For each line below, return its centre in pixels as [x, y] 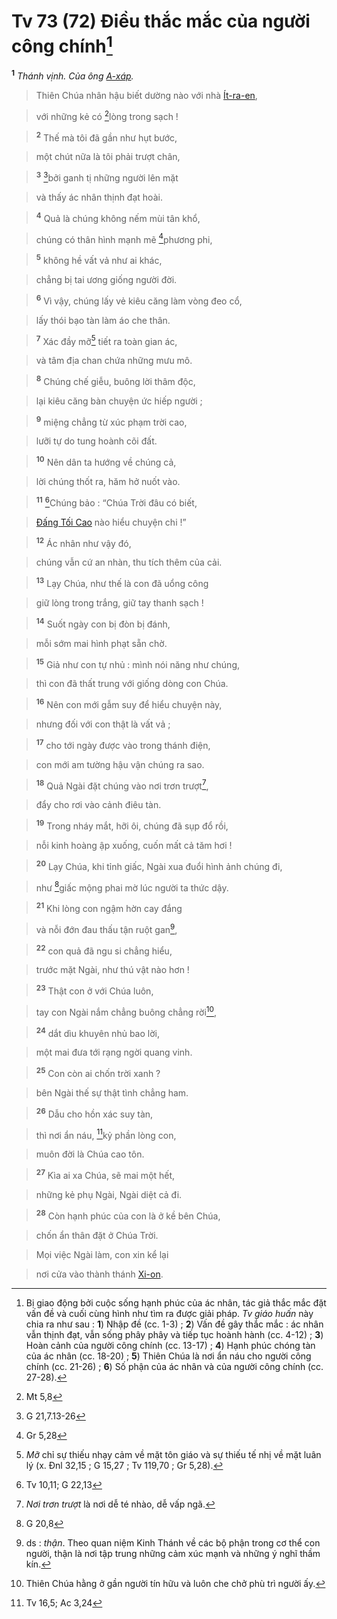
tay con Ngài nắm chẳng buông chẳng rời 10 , [126, 1011]
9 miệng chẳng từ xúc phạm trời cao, [111, 421]
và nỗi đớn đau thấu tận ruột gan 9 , [106, 928]
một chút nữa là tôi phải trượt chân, [108, 157]
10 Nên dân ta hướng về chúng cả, [106, 462]
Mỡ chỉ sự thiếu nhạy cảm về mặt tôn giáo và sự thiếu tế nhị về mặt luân [173, 1454]
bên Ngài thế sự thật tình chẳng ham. [112, 1092]
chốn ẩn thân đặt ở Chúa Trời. [97, 1235]
